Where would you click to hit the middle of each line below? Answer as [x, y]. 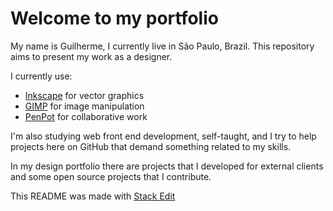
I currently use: [41, 76]
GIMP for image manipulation [84, 106]
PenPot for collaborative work [86, 116]
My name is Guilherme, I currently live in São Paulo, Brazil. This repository [162, 46]
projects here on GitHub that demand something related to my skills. [151, 146]
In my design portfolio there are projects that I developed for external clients [167, 166]
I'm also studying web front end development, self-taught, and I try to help [163, 136]
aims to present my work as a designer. [91, 56]
